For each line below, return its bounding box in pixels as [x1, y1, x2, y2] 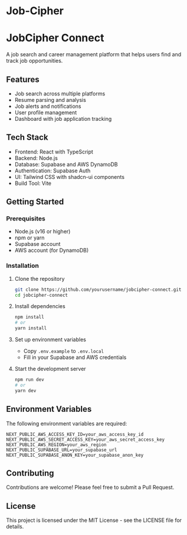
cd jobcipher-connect [14, 292, 68, 298]
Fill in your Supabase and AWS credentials [23, 354, 127, 361]
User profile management [14, 108, 77, 116]
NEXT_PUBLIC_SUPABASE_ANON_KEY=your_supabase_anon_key [6, 452, 144, 458]
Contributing [6, 468, 54, 478]
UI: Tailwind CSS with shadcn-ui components [14, 173, 125, 180]
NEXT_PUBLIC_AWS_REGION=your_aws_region [6, 441, 107, 448]
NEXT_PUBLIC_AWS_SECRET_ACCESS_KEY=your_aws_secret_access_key [6, 437, 165, 443]
